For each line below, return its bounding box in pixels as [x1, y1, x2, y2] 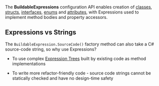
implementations [12, 60, 46, 67]
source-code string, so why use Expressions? [5, 46, 97, 52]
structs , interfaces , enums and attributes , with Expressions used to [5, 9, 139, 15]
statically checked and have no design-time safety [12, 75, 113, 81]
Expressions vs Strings [5, 29, 76, 37]
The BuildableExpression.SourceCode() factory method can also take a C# [5, 41, 154, 47]
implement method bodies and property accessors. [5, 14, 108, 20]
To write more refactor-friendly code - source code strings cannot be [12, 70, 151, 76]
